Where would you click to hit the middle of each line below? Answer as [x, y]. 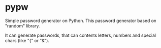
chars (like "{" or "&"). [27, 40]
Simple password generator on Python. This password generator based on [81, 21]
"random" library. [23, 25]
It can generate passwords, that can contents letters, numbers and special [80, 35]
